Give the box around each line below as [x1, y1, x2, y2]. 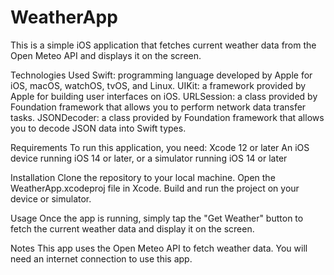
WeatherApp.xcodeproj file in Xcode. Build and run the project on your [10, 182, 300, 194]
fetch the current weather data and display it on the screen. [10, 222, 255, 235]
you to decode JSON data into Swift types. [10, 122, 187, 134]
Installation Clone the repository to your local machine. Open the [10, 171, 276, 183]
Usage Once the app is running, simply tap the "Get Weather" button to [10, 212, 304, 224]
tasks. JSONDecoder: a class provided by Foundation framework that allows [10, 111, 325, 123]
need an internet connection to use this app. [10, 252, 193, 265]
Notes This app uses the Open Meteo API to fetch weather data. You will [10, 242, 308, 254]
